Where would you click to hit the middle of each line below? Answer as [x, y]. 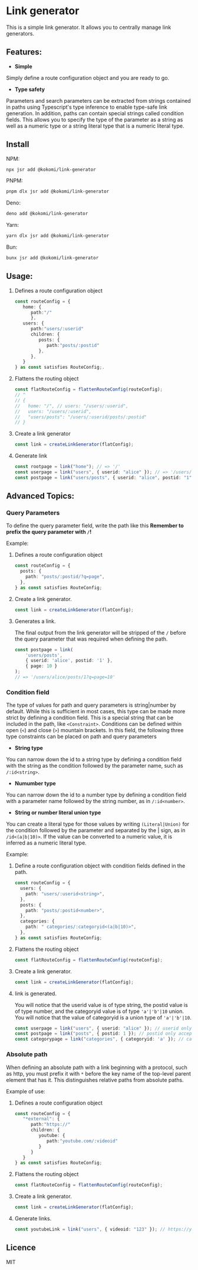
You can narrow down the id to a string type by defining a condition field [94, 759]
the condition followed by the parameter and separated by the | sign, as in [96, 830]
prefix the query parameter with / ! [49, 532]
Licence [21, 1248]
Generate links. [33, 1219]
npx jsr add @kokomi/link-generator [51, 170]
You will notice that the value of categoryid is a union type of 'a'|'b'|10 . [103, 1017]
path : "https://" [50, 1125]
